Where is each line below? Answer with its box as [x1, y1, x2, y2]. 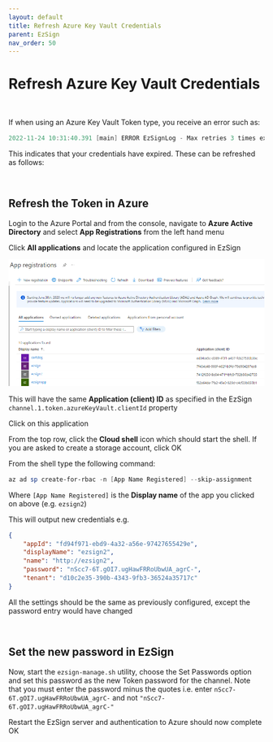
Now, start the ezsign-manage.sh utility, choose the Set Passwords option [8, 666, 252, 676]
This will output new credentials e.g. [8, 514, 130, 524]
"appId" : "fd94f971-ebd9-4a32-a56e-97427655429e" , [23, 540, 198, 548]
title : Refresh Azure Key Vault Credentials [8, 21, 162, 30]
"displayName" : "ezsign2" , [23, 549, 115, 557]
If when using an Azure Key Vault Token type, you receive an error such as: [8, 118, 261, 128]
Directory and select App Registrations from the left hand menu [8, 227, 225, 236]
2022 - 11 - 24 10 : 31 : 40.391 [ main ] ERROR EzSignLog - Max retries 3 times [8, 134, 256, 142]
